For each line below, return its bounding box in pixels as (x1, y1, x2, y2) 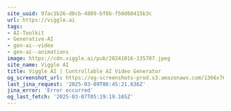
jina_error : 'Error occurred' (7, 87, 94, 94)
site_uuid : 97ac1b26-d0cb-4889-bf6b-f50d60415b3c (7, 10, 153, 17)
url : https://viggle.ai (7, 17, 76, 23)
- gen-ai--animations (7, 49, 69, 56)
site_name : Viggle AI (7, 61, 69, 68)
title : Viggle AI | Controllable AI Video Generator (7, 68, 162, 74)
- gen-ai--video (7, 42, 54, 49)
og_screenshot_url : (7, 74, 63, 81)
